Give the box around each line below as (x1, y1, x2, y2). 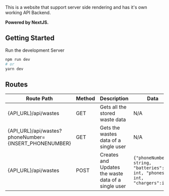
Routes (5, 80, 28, 88)
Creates (100, 151, 119, 158)
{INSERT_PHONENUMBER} (8, 140, 71, 147)
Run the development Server (5, 47, 64, 53)
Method (76, 95, 96, 102)
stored (100, 110, 116, 117)
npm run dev (5, 57, 30, 62)
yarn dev (5, 66, 24, 71)
